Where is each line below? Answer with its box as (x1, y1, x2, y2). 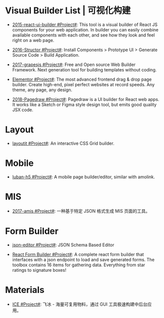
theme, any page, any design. (12, 87, 73, 93)
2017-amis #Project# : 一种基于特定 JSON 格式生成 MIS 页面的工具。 (12, 208, 150, 214)
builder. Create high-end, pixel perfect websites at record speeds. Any (12, 81, 155, 87)
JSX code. (12, 107, 33, 113)
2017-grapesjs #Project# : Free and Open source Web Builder (12, 62, 136, 67)
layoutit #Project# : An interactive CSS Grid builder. (12, 140, 114, 146)
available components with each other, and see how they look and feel (12, 32, 155, 38)
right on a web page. (12, 37, 55, 43)
